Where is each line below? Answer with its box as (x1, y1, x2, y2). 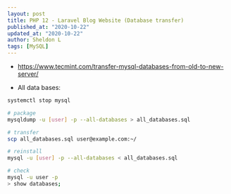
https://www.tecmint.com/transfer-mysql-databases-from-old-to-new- (17, 63, 224, 70)
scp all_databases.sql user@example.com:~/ (7, 135, 137, 143)
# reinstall (7, 148, 42, 155)
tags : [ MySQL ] (7, 43, 49, 50)
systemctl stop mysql (7, 97, 71, 104)
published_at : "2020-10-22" (7, 23, 90, 30)
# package (7, 110, 37, 117)
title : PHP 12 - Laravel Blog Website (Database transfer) (7, 17, 185, 24)
